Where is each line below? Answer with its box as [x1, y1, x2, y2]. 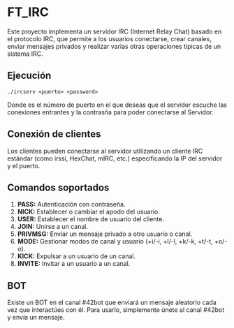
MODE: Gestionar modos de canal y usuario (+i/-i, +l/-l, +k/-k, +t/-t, [17, 237, 213, 246]
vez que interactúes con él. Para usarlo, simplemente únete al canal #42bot [7, 306, 225, 314]
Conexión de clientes [7, 128, 101, 140]
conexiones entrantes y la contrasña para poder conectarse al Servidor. [7, 107, 214, 116]
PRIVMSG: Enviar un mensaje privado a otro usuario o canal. [17, 230, 193, 238]
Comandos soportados [7, 181, 110, 193]
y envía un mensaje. [7, 313, 65, 322]
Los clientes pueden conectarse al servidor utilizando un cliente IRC [7, 147, 203, 155]
